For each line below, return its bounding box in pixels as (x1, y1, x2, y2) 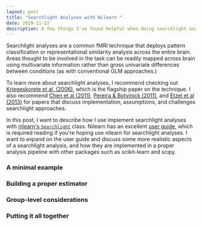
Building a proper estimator (6, 180, 88, 188)
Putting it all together (6, 212, 69, 220)
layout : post (6, 8, 39, 15)
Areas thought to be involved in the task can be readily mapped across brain (6, 55, 195, 62)
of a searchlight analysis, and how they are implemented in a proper (6, 142, 174, 149)
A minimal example (6, 163, 63, 172)
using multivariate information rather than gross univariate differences (6, 61, 180, 69)
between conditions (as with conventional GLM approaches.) (6, 67, 158, 75)
